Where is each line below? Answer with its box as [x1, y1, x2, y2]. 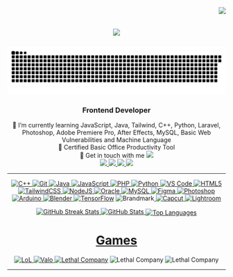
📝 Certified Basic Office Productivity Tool [58, 143, 175, 151]
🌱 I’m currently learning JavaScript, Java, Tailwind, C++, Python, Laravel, [12, 120, 221, 129]
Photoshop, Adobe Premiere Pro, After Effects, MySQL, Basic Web [21, 128, 212, 136]
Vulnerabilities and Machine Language [62, 135, 171, 144]
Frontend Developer [82, 105, 151, 115]
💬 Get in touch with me [79, 151, 145, 159]
